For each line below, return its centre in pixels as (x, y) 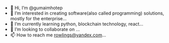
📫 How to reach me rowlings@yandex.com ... (58, 35)
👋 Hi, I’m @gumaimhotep (36, 8)
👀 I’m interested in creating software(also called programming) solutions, (87, 13)
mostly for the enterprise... (38, 18)
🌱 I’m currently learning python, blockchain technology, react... (77, 24)
